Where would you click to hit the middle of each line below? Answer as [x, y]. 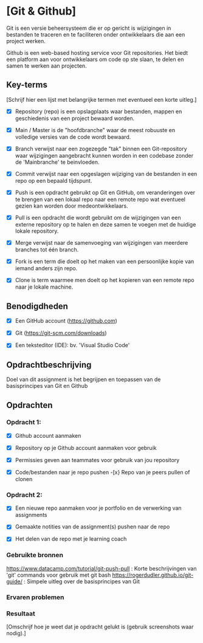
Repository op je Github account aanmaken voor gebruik [86, 448]
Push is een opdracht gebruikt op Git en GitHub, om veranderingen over [105, 192]
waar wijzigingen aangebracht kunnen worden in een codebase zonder [104, 155]
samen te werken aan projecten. [46, 66]
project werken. [26, 41]
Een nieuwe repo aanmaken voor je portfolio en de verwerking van [98, 508]
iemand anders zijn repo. [46, 269]
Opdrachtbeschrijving [49, 364]
